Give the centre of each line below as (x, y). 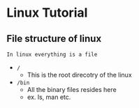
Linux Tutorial (47, 13)
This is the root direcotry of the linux (79, 75)
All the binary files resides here (72, 90)
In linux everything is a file (52, 54)
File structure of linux (54, 39)
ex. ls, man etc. (49, 97)
